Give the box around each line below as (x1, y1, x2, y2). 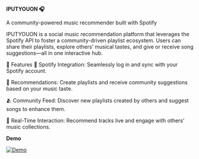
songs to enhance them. (6, 106, 66, 112)
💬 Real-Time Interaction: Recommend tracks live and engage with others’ (6, 117, 185, 124)
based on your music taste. (6, 85, 73, 92)
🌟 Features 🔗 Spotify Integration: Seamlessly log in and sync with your (6, 61, 178, 68)
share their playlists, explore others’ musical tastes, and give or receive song (6, 43, 194, 50)
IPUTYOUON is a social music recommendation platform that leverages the (6, 31, 189, 37)
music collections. (6, 123, 50, 130)
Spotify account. (6, 68, 47, 74)
